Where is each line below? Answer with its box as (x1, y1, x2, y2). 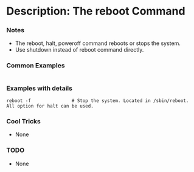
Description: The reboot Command (6, 4, 185, 18)
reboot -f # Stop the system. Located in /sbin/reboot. (6, 98, 189, 104)
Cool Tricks (6, 117, 41, 125)
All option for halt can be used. (6, 103, 94, 109)
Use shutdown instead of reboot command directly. (15, 46, 144, 53)
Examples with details (6, 84, 73, 92)
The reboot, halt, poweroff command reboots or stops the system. (15, 40, 181, 47)
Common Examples (6, 61, 65, 70)
